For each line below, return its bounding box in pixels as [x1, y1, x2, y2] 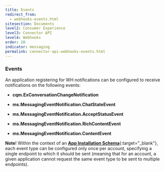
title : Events [5, 7, 35, 12]
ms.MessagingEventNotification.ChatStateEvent [12, 101, 116, 107]
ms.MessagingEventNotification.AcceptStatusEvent [12, 111, 124, 117]
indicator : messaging [5, 44, 50, 49]
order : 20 [5, 40, 26, 45]
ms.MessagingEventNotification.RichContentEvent [12, 121, 121, 127]
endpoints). [5, 161, 29, 167]
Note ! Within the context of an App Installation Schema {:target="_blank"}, [5, 140, 158, 146]
